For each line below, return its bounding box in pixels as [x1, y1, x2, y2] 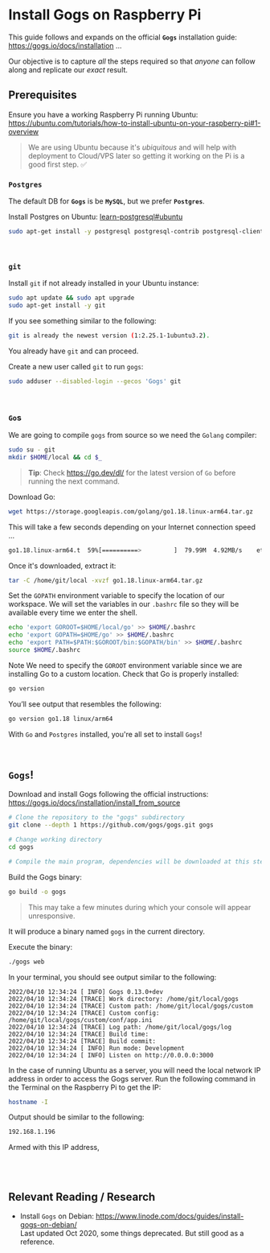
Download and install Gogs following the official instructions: [8, 789, 209, 799]
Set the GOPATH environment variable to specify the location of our [8, 591, 225, 600]
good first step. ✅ [27, 159, 87, 169]
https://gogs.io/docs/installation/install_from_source [8, 798, 181, 808]
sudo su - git [8, 446, 56, 454]
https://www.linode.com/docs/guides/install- [95, 1211, 244, 1221]
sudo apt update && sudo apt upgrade [8, 294, 135, 303]
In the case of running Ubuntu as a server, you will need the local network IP [8, 1065, 261, 1075]
